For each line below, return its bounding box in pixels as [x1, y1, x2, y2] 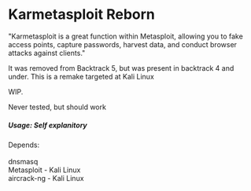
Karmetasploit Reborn [8, 6, 156, 24]
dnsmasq [8, 156, 39, 166]
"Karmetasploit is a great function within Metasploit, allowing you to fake [8, 31, 244, 41]
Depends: [8, 140, 40, 149]
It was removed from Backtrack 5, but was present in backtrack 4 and [8, 63, 234, 72]
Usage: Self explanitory [8, 120, 88, 130]
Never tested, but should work [8, 102, 106, 112]
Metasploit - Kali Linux [8, 165, 81, 174]
